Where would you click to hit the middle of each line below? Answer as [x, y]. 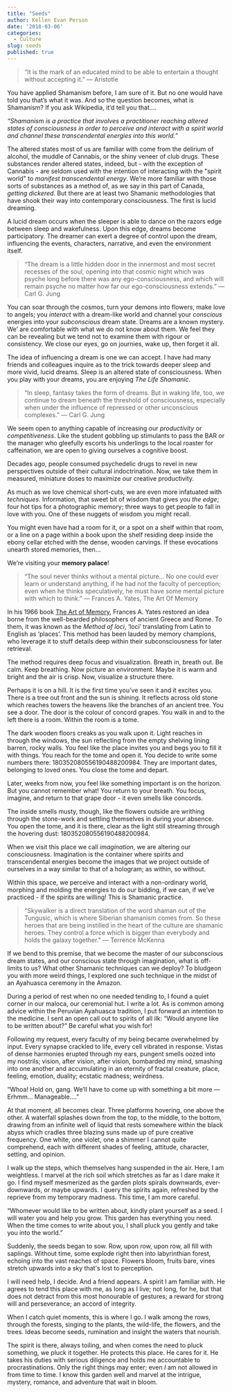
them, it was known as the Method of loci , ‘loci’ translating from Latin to [109, 626]
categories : [24, 33]
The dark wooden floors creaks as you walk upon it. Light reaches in [105, 733]
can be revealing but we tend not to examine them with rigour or [99, 336]
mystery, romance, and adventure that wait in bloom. [82, 1382]
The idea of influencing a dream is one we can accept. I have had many [109, 357]
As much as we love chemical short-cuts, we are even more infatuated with [115, 492]
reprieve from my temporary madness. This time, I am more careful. [104, 1197]
